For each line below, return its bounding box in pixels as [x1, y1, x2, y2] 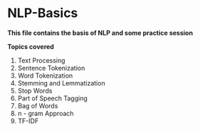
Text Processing [17, 56, 65, 65]
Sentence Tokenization [17, 63, 85, 72]
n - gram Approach [17, 109, 74, 117]
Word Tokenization [17, 71, 73, 80]
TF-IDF [17, 116, 39, 125]
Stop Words [17, 86, 53, 95]
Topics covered [7, 42, 55, 51]
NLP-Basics [7, 5, 78, 21]
